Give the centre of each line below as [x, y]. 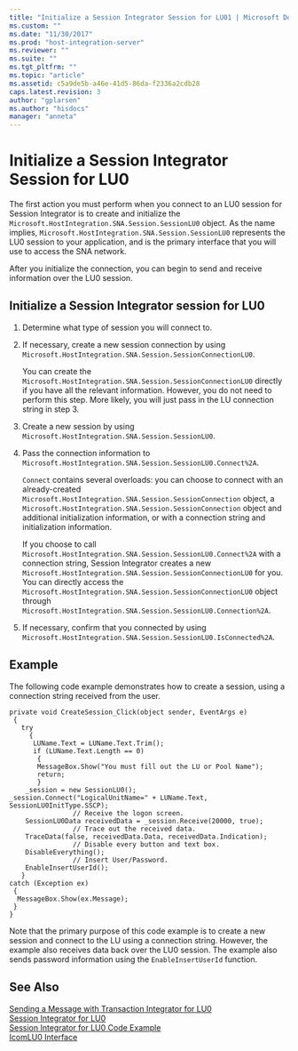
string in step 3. [51, 409]
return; [51, 774]
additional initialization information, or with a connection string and [144, 517]
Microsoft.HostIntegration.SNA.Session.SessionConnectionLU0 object [150, 591]
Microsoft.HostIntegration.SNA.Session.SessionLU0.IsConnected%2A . [148, 637]
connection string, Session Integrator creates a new [116, 563]
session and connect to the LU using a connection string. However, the [139, 940]
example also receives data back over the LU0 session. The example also [143, 950]
